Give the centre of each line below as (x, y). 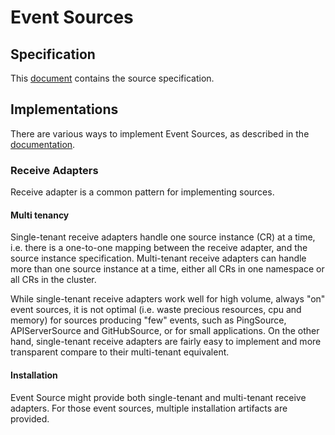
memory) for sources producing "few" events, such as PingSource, (148, 320)
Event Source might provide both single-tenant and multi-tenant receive (158, 397)
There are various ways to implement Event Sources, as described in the (160, 133)
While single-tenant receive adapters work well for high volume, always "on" (168, 299)
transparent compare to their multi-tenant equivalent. (120, 352)
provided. (30, 418)
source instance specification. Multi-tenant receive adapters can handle (158, 258)
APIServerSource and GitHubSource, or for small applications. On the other (165, 331)
